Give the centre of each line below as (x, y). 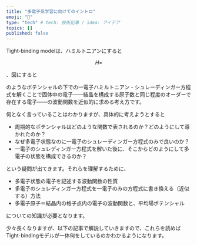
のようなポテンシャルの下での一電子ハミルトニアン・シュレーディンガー (94, 87)
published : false (27, 33)
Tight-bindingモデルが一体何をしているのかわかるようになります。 (87, 236)
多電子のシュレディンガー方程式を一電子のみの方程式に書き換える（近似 (102, 189)
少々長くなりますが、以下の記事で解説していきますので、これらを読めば (94, 228)
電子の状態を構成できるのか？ (51, 156)
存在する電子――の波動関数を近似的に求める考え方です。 (76, 102)
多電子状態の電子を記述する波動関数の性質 (66, 181)
